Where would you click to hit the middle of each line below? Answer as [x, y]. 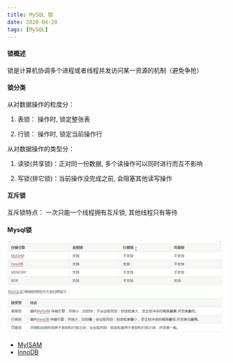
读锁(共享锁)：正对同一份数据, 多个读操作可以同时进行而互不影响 [110, 163]
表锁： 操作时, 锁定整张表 [54, 119]
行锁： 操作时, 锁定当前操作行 [60, 134]
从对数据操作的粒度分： [41, 104]
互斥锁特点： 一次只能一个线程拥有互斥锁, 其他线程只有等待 [92, 212]
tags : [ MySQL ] [28, 29]
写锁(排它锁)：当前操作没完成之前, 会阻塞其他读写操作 [95, 178]
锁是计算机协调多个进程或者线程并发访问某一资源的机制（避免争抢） [105, 70]
